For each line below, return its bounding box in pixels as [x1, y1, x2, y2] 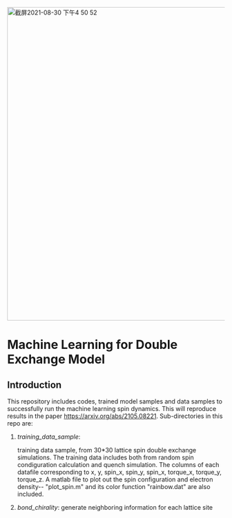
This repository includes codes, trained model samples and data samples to [7, 397, 223, 406]
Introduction [7, 379, 62, 390]
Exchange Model [7, 352, 106, 368]
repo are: [7, 419, 33, 427]
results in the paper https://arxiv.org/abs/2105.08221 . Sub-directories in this [7, 412, 223, 420]
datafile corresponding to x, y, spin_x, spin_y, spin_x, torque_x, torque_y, [17, 468, 222, 476]
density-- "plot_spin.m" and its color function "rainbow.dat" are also [17, 483, 211, 490]
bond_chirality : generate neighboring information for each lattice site [17, 504, 213, 511]
